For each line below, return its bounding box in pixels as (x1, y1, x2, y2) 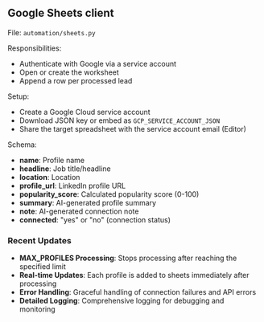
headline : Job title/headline (19, 164, 111, 173)
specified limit (19, 262, 66, 271)
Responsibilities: (7, 43, 62, 53)
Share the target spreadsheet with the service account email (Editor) (19, 124, 247, 133)
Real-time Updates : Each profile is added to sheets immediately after (19, 271, 250, 280)
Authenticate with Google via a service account (19, 59, 177, 68)
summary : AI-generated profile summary (19, 198, 157, 207)
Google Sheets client (7, 6, 114, 20)
